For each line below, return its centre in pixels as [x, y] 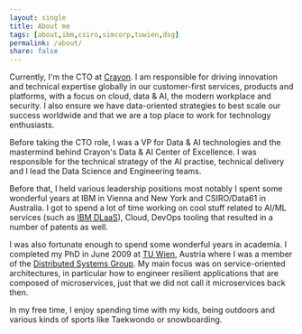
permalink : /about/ [46, 43]
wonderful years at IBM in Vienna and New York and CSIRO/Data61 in [137, 199]
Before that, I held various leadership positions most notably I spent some [146, 189]
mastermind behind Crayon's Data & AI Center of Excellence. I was [133, 152]
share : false [34, 51]
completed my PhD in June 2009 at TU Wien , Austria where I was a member [151, 255]
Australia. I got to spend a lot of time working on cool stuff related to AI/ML [148, 208]
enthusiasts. [32, 125]
